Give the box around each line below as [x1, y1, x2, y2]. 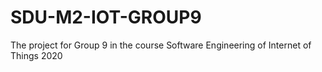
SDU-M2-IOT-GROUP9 [10, 6, 202, 29]
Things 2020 [10, 49, 63, 61]
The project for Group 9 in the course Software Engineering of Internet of [10, 39, 312, 51]
